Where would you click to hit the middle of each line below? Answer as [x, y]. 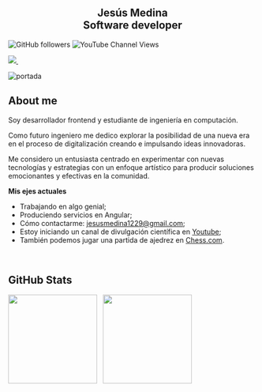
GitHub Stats [40, 280]
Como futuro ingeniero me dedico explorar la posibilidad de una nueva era [129, 135]
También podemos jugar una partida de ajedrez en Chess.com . [122, 239]
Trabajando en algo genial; [63, 206]
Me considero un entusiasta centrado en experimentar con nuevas [116, 159]
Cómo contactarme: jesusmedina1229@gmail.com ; [102, 223]
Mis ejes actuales [37, 191]
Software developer [133, 26]
